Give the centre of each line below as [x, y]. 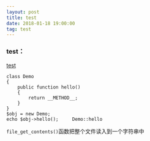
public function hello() [49, 87]
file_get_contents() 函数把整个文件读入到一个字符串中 [76, 131]
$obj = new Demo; [28, 114]
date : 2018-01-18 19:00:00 [41, 23]
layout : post [23, 12]
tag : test [19, 29]
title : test [21, 18]
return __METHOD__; [53, 98]
